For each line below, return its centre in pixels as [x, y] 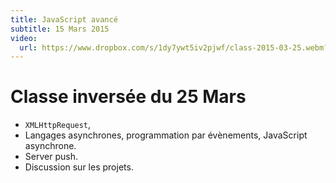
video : [24, 38]
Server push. [51, 157]
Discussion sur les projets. [79, 167]
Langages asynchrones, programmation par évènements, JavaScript [166, 135]
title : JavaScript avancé [64, 19]
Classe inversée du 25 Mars [128, 97]
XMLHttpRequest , [58, 125]
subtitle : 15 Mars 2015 [60, 29]
